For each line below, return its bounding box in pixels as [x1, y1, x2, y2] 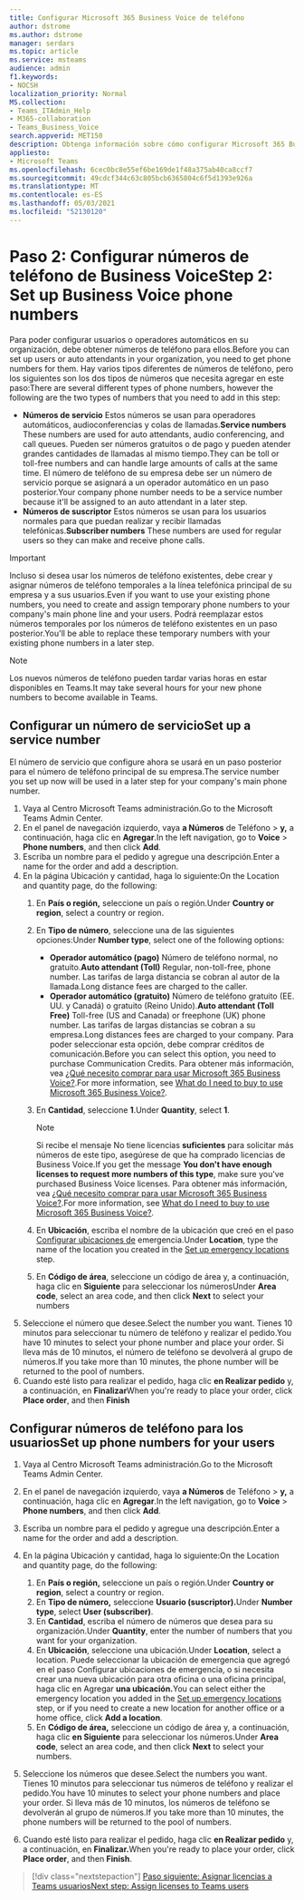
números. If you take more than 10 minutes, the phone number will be [22, 1356, 279, 1367]
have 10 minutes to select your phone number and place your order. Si [22, 1337, 285, 1348]
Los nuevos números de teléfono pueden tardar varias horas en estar [9, 672, 268, 683]
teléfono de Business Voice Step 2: [9, 265, 273, 286]
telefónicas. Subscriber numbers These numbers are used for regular [22, 525, 282, 536]
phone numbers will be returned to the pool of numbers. [22, 1817, 233, 1827]
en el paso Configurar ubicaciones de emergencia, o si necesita [35, 1664, 274, 1675]
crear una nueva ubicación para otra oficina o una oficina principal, [35, 1674, 287, 1685]
